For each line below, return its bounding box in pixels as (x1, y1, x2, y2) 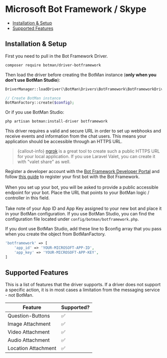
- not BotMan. (5, 292, 34, 298)
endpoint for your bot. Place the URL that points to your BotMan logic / (5, 189, 150, 195)
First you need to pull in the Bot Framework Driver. (5, 53, 108, 59)
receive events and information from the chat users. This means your (5, 133, 147, 139)
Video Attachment (7, 329, 50, 336)
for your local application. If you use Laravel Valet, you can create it (17, 154, 156, 160)
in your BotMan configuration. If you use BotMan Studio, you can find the (5, 211, 155, 217)
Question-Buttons (7, 313, 50, 320)
